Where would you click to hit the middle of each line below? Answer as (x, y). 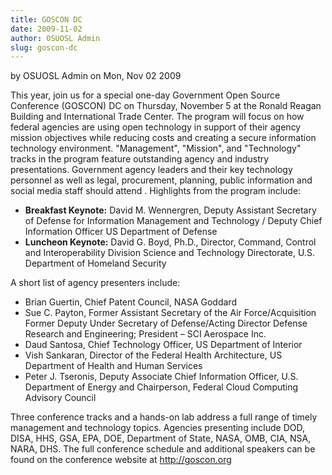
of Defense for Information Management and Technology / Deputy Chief (173, 221)
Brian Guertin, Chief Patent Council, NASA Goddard (130, 302)
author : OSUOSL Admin (55, 38)
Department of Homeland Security (95, 263)
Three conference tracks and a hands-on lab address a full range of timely (164, 417)
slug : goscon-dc (44, 47)
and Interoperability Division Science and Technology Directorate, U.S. (169, 253)
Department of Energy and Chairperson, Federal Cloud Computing (161, 387)
